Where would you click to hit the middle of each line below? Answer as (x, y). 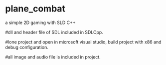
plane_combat (35, 9)
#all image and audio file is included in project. (53, 57)
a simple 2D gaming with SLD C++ (40, 22)
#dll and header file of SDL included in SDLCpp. (54, 32)
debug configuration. (27, 47)
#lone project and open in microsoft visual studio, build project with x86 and (83, 42)
